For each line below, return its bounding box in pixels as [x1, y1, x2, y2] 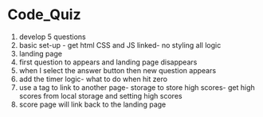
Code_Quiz [7, 6, 81, 24]
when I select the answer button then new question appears [18, 65, 217, 75]
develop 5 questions [18, 32, 86, 41]
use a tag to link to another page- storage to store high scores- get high [18, 82, 256, 92]
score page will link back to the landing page [18, 99, 167, 109]
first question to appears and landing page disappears [18, 57, 198, 67]
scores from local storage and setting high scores [18, 91, 183, 100]
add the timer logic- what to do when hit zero [18, 74, 168, 84]
